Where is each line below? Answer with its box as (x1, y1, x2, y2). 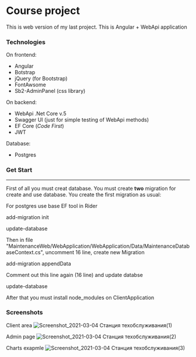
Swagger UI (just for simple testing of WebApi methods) (14, 116, 149, 123)
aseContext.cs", (6, 248, 44, 255)
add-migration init (6, 213, 50, 220)
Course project (6, 4, 80, 18)
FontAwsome (14, 81, 47, 88)
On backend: (6, 99, 37, 106)
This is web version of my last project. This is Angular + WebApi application (6, 23, 188, 30)
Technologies (6, 38, 45, 46)
